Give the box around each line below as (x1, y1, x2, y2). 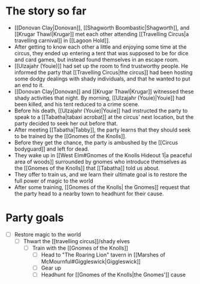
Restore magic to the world (14, 231, 81, 238)
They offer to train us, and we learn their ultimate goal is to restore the (14, 171, 187, 178)
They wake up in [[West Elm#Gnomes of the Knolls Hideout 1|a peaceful (14, 151, 192, 159)
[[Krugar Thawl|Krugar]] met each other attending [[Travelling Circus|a (14, 30, 189, 37)
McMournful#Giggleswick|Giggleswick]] (41, 258, 141, 265)
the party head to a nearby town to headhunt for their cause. (14, 190, 164, 197)
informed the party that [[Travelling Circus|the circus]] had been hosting (14, 68, 193, 76)
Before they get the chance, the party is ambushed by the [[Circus (14, 139, 178, 146)
